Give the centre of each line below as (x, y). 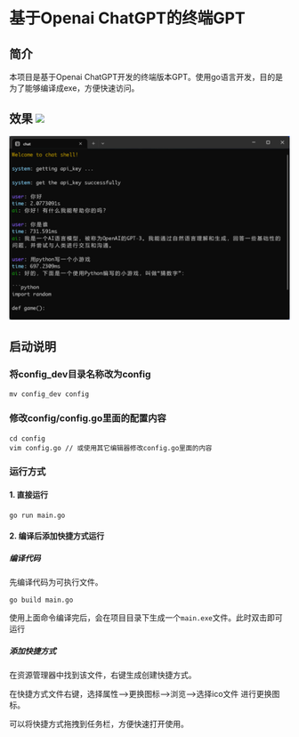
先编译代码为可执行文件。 (56, 582)
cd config (28, 438)
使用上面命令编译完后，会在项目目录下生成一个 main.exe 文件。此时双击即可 (146, 618)
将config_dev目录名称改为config (80, 374)
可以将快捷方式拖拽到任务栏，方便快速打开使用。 (99, 724)
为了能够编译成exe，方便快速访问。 (74, 88)
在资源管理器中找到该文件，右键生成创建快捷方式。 (103, 675)
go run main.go (37, 515)
